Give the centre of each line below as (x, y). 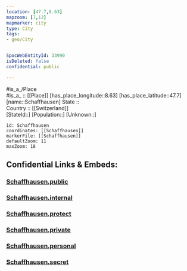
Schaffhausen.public (37, 181)
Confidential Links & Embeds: (62, 165)
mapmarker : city (26, 23)
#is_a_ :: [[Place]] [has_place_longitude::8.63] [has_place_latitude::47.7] (94, 95)
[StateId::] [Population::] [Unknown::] (51, 114)
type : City (20, 28)
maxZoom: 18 (21, 146)
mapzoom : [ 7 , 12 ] (26, 17)
